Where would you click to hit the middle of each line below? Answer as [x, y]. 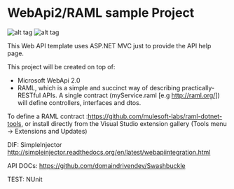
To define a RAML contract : [48, 116]
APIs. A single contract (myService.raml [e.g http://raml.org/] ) [131, 95]
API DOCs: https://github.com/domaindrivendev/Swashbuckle [96, 165]
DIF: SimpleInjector [35, 144]
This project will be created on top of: [61, 66]
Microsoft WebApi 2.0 [49, 80]
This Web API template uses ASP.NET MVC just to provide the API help [109, 45]
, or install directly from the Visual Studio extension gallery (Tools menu [124, 123]
